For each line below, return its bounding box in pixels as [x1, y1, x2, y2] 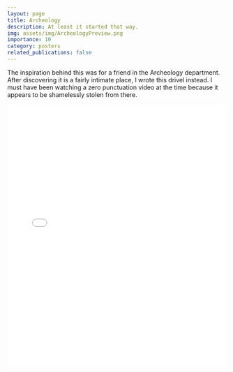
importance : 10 [7, 36, 52, 43]
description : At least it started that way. [7, 23, 139, 30]
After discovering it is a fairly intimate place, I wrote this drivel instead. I [7, 75, 213, 84]
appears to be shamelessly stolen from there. [7, 90, 137, 98]
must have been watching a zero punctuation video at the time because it [7, 83, 218, 91]
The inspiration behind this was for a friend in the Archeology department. [7, 68, 220, 77]
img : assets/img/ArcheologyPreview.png [7, 29, 123, 37]
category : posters [7, 43, 61, 50]
